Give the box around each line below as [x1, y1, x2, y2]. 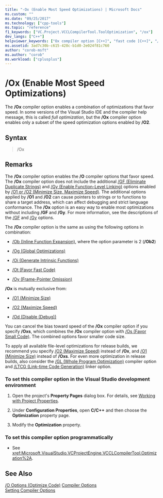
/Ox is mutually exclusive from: [5, 285, 67, 291]
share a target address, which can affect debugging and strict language [5, 199, 148, 205]
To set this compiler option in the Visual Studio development [5, 376, 150, 382]
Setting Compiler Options [5, 487, 56, 493]
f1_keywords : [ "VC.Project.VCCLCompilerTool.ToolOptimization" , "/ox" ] [5, 30, 153, 34]
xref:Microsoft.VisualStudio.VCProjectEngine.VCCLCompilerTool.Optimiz [12, 450, 157, 456]
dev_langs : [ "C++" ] [5, 34, 45, 39]
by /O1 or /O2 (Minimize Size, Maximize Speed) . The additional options [5, 189, 147, 195]
